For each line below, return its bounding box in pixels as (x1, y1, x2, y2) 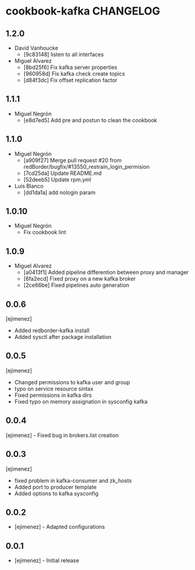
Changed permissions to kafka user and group (14, 378, 130, 385)
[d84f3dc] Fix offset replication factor (23, 77, 118, 84)
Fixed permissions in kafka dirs (14, 391, 92, 399)
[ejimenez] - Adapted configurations (14, 523, 105, 531)
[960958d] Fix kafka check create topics (23, 70, 125, 77)
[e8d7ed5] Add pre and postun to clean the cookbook (23, 116, 158, 123)
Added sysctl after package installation (14, 333, 112, 341)
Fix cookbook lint (23, 229, 66, 236)
